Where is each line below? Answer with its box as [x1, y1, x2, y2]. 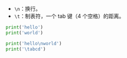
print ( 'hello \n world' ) [5, 40, 62, 46]
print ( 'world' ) [5, 30, 44, 36]
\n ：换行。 [14, 5, 41, 12]
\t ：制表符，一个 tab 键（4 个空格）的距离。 [14, 12, 125, 20]
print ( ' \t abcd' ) [5, 46, 46, 52]
